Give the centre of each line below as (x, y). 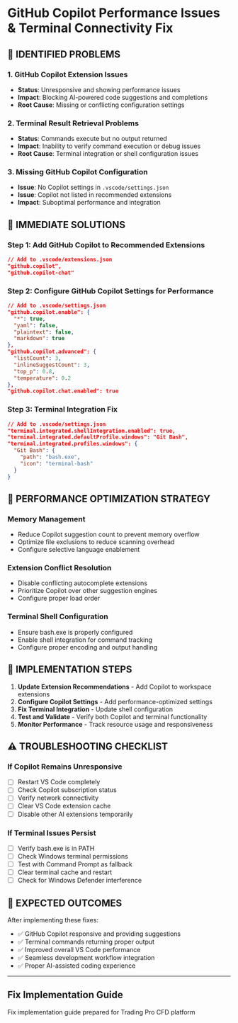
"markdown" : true (39, 339)
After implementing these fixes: (53, 920)
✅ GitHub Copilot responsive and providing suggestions (99, 934)
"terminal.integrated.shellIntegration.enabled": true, (91, 431)
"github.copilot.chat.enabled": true (63, 391)
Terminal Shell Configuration (58, 616)
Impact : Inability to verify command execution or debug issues (109, 146)
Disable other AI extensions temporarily (75, 814)
